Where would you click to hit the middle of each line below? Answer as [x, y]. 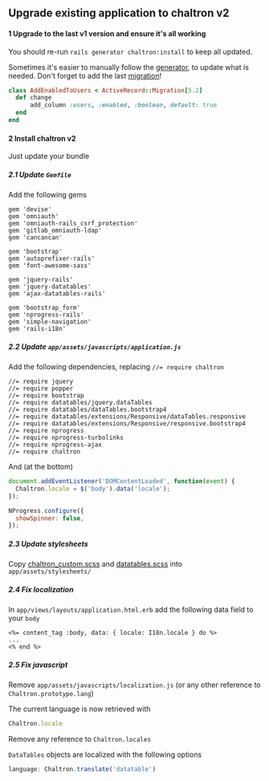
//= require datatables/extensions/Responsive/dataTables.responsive [127, 417]
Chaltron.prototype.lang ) [51, 694]
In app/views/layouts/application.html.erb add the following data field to [131, 610]
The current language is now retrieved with [79, 709]
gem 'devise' [30, 209]
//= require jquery [41, 382]
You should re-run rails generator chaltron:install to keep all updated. [130, 51]
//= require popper [41, 388]
